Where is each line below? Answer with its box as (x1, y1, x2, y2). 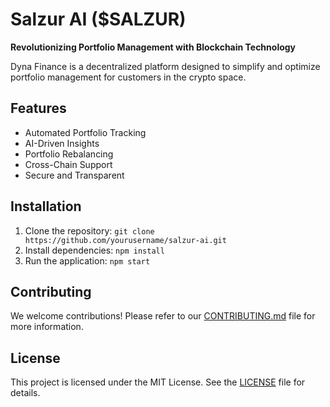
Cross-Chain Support (24, 158, 113, 170)
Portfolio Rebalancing (24, 148, 114, 160)
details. (10, 387, 41, 399)
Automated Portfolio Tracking (24, 126, 147, 138)
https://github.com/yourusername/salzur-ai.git (24, 235, 227, 245)
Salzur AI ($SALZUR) (10, 8, 187, 31)
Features (10, 100, 67, 117)
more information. (10, 321, 84, 333)
